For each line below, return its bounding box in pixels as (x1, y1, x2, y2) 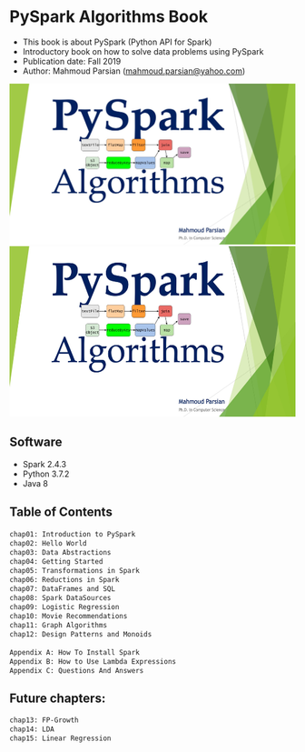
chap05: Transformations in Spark (9, 566, 141, 575)
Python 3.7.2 (22, 468, 70, 479)
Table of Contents (9, 505, 113, 520)
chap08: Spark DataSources (9, 593, 112, 602)
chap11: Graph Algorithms (9, 620, 107, 629)
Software (9, 435, 63, 450)
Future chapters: (9, 690, 106, 706)
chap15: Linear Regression (9, 734, 112, 743)
